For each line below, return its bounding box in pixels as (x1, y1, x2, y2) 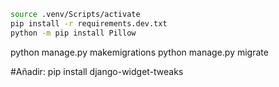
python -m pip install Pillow (10, 28, 137, 38)
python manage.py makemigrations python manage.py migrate (10, 46, 269, 58)
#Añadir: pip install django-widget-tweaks (10, 65, 184, 77)
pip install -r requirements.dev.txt (10, 18, 168, 29)
